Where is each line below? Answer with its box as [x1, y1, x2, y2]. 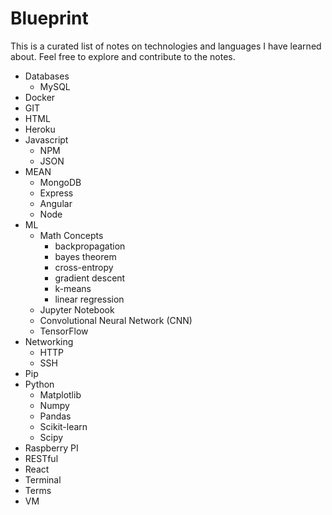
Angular [39, 197, 73, 209]
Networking [24, 335, 74, 347]
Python [24, 378, 55, 390]
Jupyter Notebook [39, 303, 115, 316]
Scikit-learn [39, 420, 88, 432]
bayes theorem [54, 250, 117, 262]
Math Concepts [39, 229, 104, 241]
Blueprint [10, 7, 89, 30]
